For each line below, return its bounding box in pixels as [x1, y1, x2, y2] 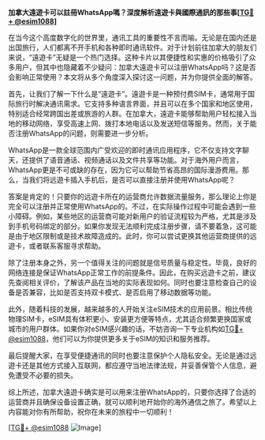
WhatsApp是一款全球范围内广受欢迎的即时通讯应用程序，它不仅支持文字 [8, 145, 243, 155]
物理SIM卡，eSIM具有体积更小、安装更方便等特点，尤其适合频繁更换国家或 [8, 314, 252, 323]
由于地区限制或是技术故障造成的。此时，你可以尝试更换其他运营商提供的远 [14, 231, 257, 240]
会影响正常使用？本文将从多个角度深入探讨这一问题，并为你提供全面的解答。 [8, 73, 257, 81]
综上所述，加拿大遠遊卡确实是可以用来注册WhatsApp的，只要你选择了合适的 [8, 387, 256, 397]
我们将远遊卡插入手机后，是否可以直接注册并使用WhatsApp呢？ [28, 175, 236, 184]
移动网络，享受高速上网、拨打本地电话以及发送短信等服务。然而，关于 [21, 118, 250, 128]
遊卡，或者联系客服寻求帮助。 [8, 241, 105, 250]
